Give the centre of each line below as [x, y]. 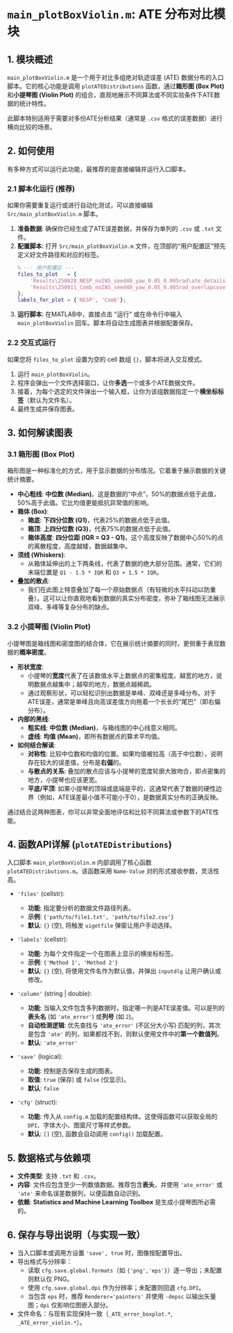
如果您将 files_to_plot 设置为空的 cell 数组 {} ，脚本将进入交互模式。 [107, 359]
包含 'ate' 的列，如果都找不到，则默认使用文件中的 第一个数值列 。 [128, 1034]
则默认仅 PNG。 [50, 1279]
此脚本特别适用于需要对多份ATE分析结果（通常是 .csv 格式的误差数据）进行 [115, 118]
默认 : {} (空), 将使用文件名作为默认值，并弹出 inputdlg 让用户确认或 [124, 971]
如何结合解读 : [36, 745]
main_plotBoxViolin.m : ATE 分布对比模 [116, 14]
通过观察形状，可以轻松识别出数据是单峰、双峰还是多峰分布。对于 [122, 693]
